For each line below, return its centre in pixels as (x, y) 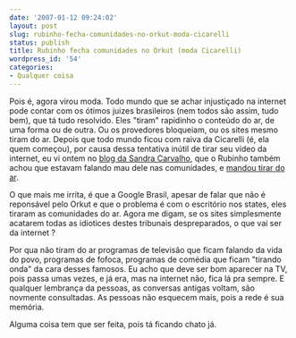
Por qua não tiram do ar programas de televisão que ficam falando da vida (146, 249)
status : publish (39, 42)
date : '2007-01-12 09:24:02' (63, 17)
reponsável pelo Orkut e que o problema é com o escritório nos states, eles (148, 204)
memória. (27, 307)
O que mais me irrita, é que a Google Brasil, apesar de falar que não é (138, 194)
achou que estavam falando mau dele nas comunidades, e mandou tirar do (147, 167)
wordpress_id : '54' (46, 59)
